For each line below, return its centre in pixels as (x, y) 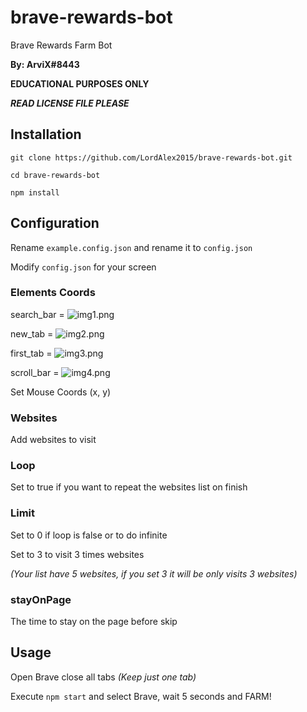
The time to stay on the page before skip (94, 622)
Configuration (55, 223)
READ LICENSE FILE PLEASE (70, 103)
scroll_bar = (35, 372)
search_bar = (37, 314)
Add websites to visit (53, 440)
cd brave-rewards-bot (55, 175)
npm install (35, 192)
